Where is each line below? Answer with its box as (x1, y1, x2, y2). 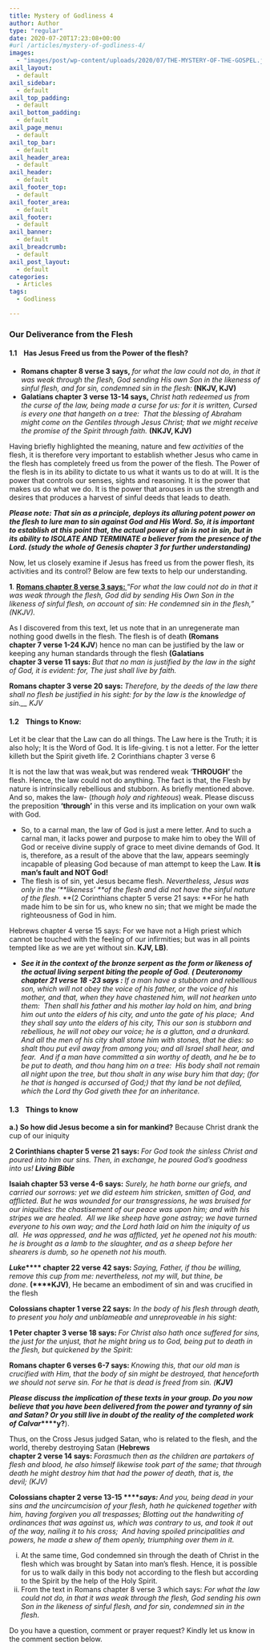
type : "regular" (9, 26, 63, 34)
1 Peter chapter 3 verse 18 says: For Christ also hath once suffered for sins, (9, 1328, 260, 1338)
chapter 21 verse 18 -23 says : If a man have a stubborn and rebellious (20, 975, 257, 985)
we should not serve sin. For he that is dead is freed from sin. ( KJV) (9, 1377, 233, 1388)
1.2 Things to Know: (9, 716, 83, 726)
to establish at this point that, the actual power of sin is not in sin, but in (9, 525, 253, 534)
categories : (9, 273, 49, 281)
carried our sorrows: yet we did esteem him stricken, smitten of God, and (9, 1188, 251, 1198)
